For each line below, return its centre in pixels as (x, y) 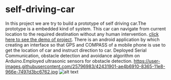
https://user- (147, 61)
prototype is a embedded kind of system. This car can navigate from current (86, 28)
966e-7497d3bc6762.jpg (32, 71)
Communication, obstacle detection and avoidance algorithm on (73, 55)
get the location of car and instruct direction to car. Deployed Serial (76, 50)
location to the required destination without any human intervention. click (82, 34)
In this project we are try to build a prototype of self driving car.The (76, 23)
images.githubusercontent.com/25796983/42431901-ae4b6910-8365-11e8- (85, 66)
